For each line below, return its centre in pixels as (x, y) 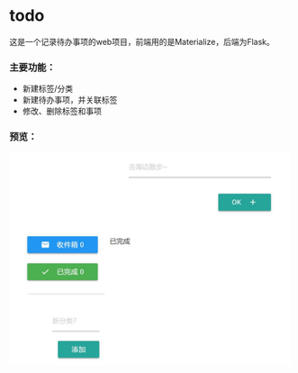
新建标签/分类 (48, 89)
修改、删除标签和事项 (62, 111)
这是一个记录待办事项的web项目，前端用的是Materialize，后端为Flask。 (142, 41)
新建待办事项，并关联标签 (70, 100)
